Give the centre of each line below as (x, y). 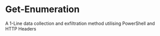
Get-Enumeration (43, 9)
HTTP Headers (21, 28)
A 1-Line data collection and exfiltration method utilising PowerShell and (80, 23)
